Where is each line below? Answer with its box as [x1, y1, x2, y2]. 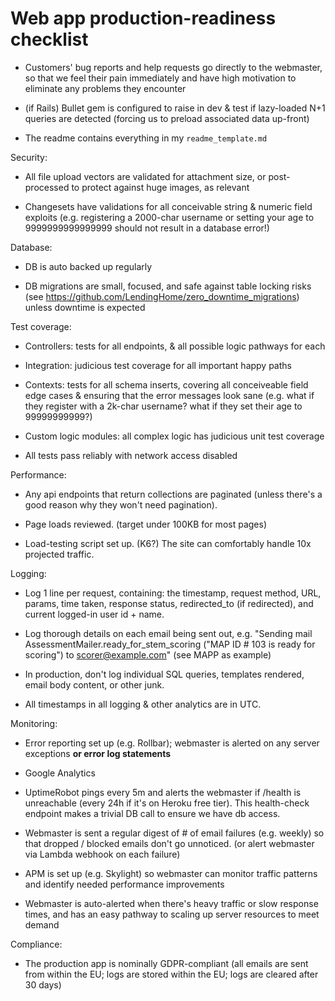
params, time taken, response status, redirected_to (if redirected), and [24, 597, 314, 609]
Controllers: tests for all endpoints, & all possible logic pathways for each [24, 340, 326, 352]
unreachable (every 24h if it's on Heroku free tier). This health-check [24, 797, 310, 809]
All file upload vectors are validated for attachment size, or [24, 170, 267, 182]
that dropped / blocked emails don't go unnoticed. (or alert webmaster [24, 837, 315, 849]
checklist [10, 28, 89, 51]
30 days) [24, 978, 62, 991]
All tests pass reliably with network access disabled [24, 449, 238, 461]
